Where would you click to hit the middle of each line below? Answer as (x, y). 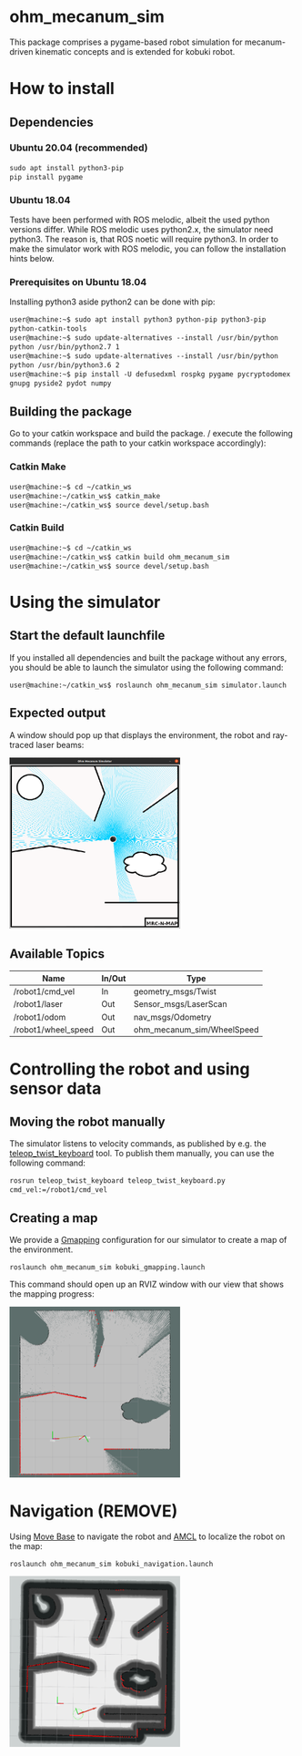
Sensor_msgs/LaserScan (180, 1004)
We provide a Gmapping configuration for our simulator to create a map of (148, 1240)
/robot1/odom (40, 1017)
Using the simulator (85, 602)
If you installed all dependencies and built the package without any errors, (148, 657)
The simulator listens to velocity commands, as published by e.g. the (138, 1144)
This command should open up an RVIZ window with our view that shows (147, 1284)
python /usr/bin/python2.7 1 (65, 347)
